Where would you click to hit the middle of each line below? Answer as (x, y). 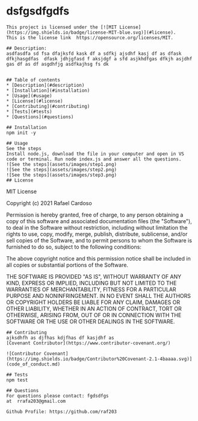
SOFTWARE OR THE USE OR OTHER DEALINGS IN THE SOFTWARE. (91, 321)
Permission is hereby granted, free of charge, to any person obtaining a (95, 215)
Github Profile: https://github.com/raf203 (62, 411)
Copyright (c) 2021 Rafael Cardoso (49, 203)
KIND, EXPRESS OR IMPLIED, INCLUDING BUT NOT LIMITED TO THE (91, 283)
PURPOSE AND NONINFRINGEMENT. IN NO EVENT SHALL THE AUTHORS (99, 296)
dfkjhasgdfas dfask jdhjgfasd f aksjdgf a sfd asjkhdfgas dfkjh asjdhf (99, 59)
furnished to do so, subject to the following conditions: (74, 247)
